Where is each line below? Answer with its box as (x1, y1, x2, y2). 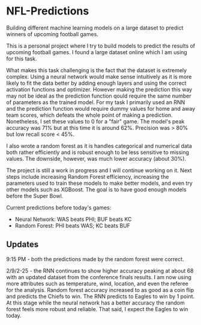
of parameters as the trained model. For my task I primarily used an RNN (6, 98, 185, 106)
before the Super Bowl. (6, 192, 64, 199)
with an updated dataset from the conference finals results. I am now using (6, 273, 192, 280)
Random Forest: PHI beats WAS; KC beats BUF (14, 221, 131, 229)
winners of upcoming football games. (6, 30, 99, 37)
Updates (6, 240, 39, 250)
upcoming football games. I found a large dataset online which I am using (6, 48, 187, 55)
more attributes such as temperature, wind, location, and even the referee (6, 280, 189, 287)
